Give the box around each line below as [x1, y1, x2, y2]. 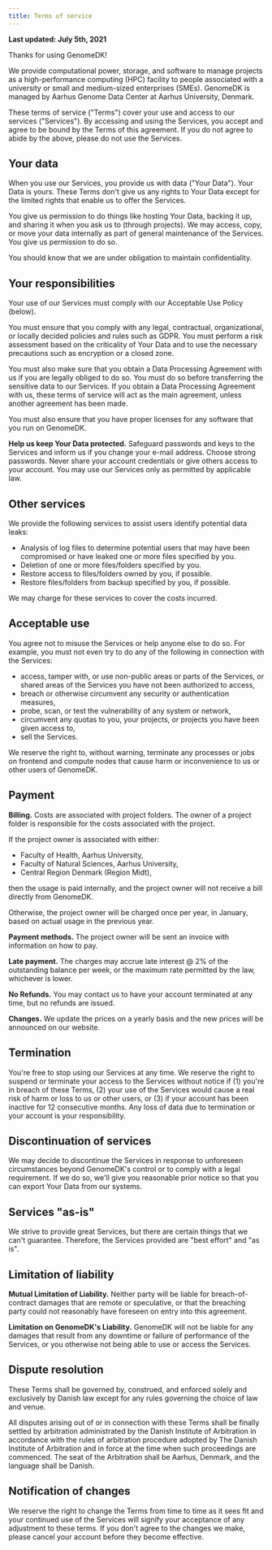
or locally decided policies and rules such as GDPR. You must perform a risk [8, 331, 263, 341]
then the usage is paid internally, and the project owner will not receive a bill [8, 883, 263, 892]
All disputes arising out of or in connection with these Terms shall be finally [8, 1418, 260, 1427]
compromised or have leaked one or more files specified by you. [19, 552, 236, 562]
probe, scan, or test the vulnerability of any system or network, [19, 706, 231, 715]
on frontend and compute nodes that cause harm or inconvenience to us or [8, 756, 260, 766]
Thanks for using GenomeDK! [8, 50, 107, 59]
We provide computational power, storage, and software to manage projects [8, 66, 263, 76]
